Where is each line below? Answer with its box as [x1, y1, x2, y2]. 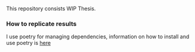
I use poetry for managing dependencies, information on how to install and [6, 33, 190, 40]
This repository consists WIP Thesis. [6, 5, 96, 12]
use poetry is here [6, 40, 51, 47]
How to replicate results [6, 19, 77, 28]
